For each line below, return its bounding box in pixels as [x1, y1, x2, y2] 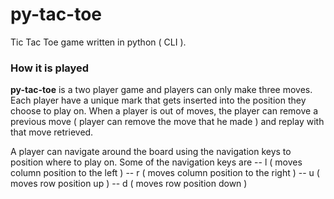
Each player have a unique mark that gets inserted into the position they [10, 94, 307, 107]
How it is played [10, 61, 90, 75]
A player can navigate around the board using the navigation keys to [10, 146, 292, 158]
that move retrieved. [10, 126, 94, 138]
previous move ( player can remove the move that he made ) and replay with [10, 116, 325, 128]
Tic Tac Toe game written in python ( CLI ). [10, 36, 187, 48]
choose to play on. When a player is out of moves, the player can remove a [10, 105, 319, 117]
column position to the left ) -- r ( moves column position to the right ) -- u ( [10, 167, 320, 179]
